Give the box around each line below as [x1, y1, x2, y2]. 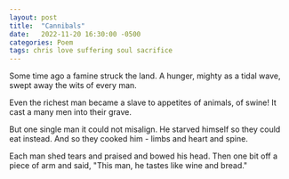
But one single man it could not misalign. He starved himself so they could [9, 124, 281, 134]
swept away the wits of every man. [9, 80, 138, 91]
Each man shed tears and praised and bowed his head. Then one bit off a [9, 151, 278, 161]
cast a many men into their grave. [9, 107, 132, 118]
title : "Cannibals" [9, 21, 86, 30]
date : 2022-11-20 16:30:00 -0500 [9, 29, 141, 38]
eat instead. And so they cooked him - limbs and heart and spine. [9, 134, 249, 144]
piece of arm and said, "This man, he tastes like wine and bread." [9, 160, 248, 171]
